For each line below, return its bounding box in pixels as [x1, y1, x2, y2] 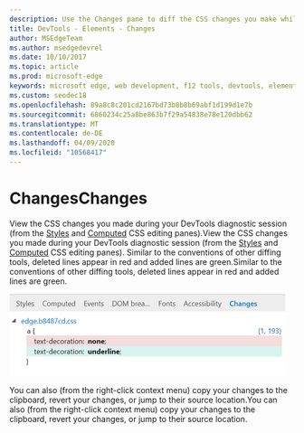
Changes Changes [9, 188, 147, 209]
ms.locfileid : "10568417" [9, 148, 107, 157]
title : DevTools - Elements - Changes [9, 24, 156, 33]
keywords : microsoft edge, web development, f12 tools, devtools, [9, 81, 265, 90]
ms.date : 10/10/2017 [9, 52, 88, 62]
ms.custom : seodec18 [9, 90, 88, 99]
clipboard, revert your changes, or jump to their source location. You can [9, 394, 278, 405]
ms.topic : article [9, 62, 79, 71]
